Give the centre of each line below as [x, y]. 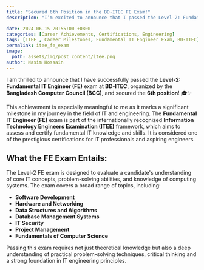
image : [15, 51]
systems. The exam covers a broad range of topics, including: [83, 186]
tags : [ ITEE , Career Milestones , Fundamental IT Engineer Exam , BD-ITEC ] [103, 40]
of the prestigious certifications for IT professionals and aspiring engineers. [101, 139]
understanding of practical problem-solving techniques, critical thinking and [101, 254]
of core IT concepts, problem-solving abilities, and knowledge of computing [101, 179]
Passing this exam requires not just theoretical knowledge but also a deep [99, 248]
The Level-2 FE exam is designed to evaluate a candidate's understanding [99, 173]
